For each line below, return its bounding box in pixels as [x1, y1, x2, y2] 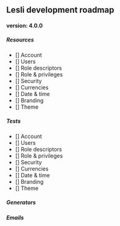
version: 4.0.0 [6, 21, 43, 29]
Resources [6, 36, 35, 43]
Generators [6, 199, 37, 206]
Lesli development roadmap [6, 5, 115, 15]
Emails [6, 214, 24, 221]
